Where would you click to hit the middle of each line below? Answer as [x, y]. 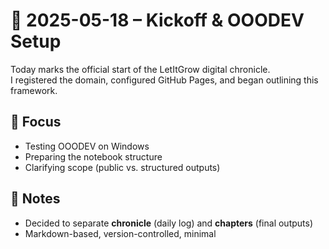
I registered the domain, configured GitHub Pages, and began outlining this [164, 80]
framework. [34, 90]
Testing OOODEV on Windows [87, 146]
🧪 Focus [36, 122]
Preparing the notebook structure [93, 156]
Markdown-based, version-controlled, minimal [120, 233]
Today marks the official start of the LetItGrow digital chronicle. [140, 69]
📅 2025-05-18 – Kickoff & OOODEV [157, 20]
